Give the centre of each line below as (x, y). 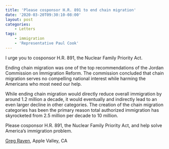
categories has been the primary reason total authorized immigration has (82, 110)
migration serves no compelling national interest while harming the (76, 78)
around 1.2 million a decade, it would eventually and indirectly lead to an (81, 99)
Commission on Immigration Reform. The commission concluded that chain (84, 73)
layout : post (19, 19)
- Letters (25, 29)
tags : (11, 34)
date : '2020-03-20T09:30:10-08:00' (43, 15)
